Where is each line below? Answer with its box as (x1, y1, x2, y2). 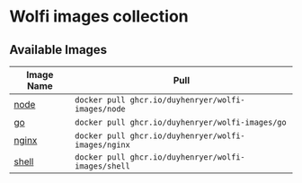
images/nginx (75, 140, 130, 150)
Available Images (9, 42, 108, 57)
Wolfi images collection (9, 6, 189, 27)
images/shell (75, 161, 130, 171)
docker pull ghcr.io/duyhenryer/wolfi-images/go (75, 118, 287, 127)
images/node (75, 104, 126, 114)
